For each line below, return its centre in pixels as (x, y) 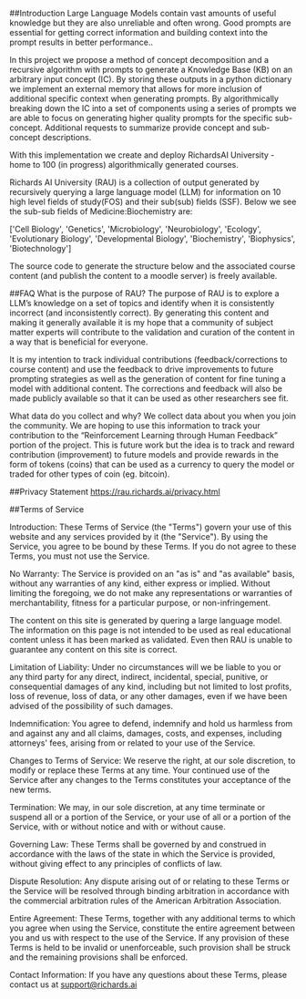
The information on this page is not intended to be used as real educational (150, 630)
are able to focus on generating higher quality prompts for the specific (141, 118)
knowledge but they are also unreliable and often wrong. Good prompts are (150, 23)
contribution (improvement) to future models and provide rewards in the (144, 454)
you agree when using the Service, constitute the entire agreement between (153, 928)
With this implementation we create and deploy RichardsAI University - (142, 155)
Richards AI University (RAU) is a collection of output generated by (134, 182)
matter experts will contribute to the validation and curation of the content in (153, 332)
